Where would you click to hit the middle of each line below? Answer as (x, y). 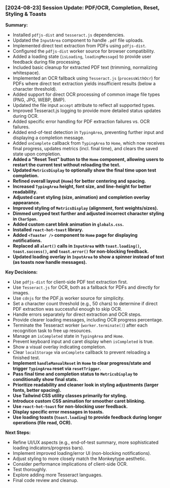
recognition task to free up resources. (52, 331)
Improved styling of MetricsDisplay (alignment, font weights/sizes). (86, 208)
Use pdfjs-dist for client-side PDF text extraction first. (70, 282)
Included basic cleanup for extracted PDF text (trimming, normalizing (85, 67)
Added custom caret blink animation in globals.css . (68, 224)
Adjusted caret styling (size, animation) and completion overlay (81, 197)
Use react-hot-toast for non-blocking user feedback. (70, 406)
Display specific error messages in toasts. (58, 412)
